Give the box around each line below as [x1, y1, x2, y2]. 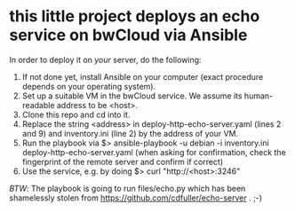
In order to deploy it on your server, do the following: [9, 54, 202, 65]
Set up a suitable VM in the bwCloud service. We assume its [21, 90, 243, 101]
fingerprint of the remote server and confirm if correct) [21, 156, 224, 167]
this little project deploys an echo [9, 6, 260, 27]
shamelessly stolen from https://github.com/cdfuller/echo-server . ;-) [9, 192, 263, 203]
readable [21, 99, 55, 110]
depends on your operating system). [21, 81, 156, 91]
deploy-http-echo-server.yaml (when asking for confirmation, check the [21, 146, 286, 157]
